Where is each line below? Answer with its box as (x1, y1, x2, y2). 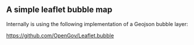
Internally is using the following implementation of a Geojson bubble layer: (6, 20, 189, 27)
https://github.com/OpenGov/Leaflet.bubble (6, 32, 115, 39)
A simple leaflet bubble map (6, 5, 113, 15)
